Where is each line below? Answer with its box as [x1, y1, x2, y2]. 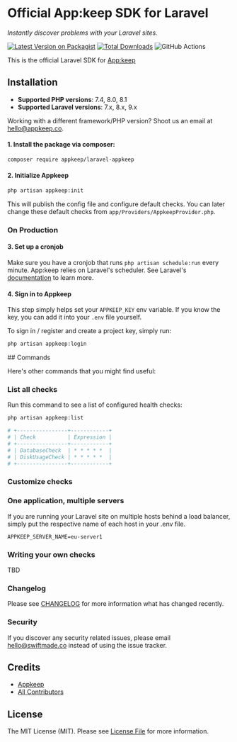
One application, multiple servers [7, 496, 125, 506]
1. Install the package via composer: [7, 140, 115, 149]
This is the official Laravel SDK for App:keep [7, 55, 136, 64]
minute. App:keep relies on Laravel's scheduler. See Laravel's [7, 266, 187, 274]
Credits [7, 661, 41, 674]
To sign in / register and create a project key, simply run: [7, 327, 172, 335]
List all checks [7, 385, 58, 395]
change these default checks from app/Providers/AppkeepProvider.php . [7, 207, 216, 215]
